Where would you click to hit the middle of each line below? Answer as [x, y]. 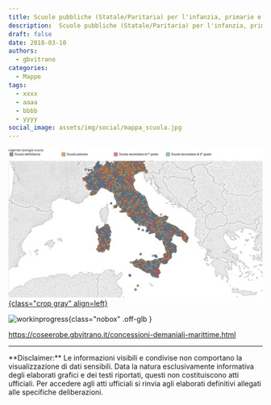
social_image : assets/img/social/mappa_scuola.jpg [95, 128]
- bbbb [27, 111]
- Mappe [29, 77]
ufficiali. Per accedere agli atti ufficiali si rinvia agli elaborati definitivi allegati [135, 384]
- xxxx [27, 94]
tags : [17, 85]
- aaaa [27, 102]
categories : [28, 69]
